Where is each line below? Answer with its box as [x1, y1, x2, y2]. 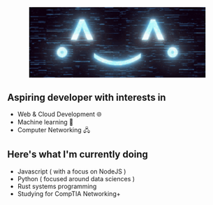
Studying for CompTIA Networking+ [17, 189, 121, 198]
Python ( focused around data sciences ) [17, 174, 135, 183]
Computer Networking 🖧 [17, 126, 91, 134]
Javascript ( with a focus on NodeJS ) [17, 167, 126, 176]
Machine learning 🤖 [17, 118, 74, 127]
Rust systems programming [17, 182, 97, 190]
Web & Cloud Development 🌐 [17, 110, 102, 118]
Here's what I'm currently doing [7, 148, 149, 160]
